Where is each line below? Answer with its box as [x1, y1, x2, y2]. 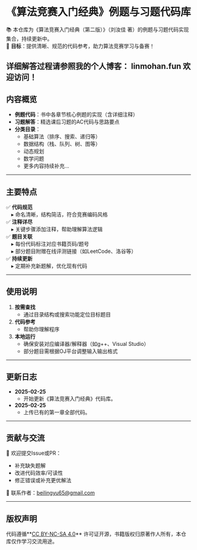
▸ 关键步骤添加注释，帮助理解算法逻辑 [11, 225, 103, 232]
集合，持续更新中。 [6, 35, 53, 42]
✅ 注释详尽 [6, 218, 33, 225]
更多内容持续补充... [23, 162, 69, 169]
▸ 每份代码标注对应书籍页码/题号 [11, 240, 90, 247]
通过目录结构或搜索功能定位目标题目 [23, 311, 111, 318]
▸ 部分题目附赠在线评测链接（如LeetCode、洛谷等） [11, 248, 137, 255]
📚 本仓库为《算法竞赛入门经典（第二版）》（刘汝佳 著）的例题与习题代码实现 [6, 26, 189, 33]
